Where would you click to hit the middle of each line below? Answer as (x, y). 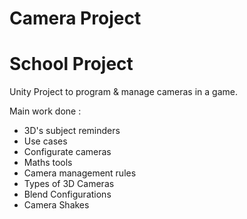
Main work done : (45, 111)
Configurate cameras (67, 152)
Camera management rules (80, 173)
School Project (71, 64)
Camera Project (75, 18)
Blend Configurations (67, 194)
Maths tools (48, 163)
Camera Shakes (56, 205)
